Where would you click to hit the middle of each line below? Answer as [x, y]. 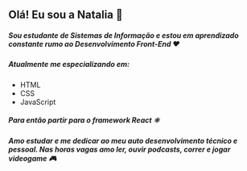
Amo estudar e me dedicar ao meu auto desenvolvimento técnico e [123, 140]
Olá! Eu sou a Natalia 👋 [66, 15]
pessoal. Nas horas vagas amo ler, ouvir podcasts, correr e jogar [119, 149]
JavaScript [38, 102]
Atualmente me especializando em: [69, 65]
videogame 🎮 [33, 158]
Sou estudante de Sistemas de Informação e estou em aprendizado [123, 35]
